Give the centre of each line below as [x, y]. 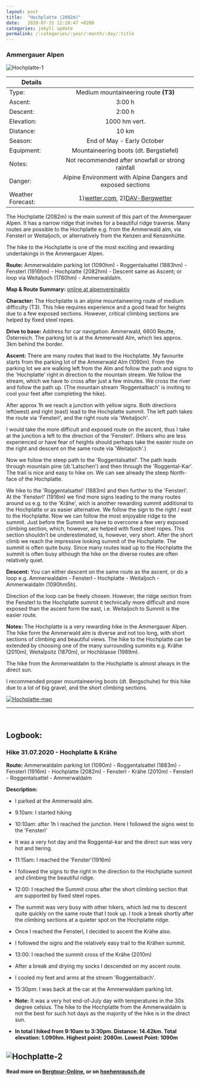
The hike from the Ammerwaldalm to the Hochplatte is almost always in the [98, 664]
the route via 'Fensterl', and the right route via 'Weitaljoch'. [78, 418]
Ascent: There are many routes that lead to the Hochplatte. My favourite [95, 356]
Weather [21, 194]
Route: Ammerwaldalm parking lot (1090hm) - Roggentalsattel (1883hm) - [97, 265]
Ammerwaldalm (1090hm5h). [42, 584]
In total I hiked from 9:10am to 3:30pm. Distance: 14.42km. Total [96, 1032]
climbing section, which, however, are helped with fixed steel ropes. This [95, 529]
